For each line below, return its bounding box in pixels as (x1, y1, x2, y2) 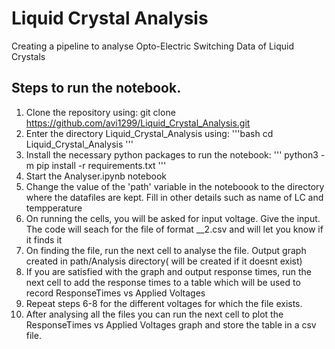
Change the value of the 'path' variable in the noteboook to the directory (25, 180, 325, 192)
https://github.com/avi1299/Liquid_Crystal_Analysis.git (25, 117, 251, 129)
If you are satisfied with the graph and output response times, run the (25, 265, 312, 277)
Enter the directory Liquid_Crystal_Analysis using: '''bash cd (25, 127, 274, 139)
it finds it (25, 233, 63, 246)
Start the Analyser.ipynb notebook (25, 170, 168, 182)
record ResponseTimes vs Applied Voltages (25, 287, 206, 299)
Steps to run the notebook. (11, 80, 182, 97)
